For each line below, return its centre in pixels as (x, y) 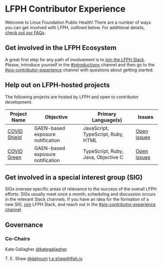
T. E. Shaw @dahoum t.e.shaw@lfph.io (44, 259)
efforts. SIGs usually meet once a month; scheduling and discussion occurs (81, 194)
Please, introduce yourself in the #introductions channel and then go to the (80, 64)
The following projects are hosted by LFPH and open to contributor (72, 97)
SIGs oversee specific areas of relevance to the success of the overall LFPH (81, 189)
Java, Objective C (103, 157)
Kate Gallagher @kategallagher (36, 249)
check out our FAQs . (25, 32)
